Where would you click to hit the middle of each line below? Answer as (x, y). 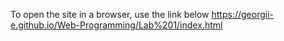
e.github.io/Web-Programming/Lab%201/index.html (116, 25)
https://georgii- (242, 14)
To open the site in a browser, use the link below (110, 14)
